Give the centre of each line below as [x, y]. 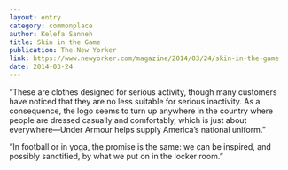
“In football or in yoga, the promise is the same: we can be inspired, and [140, 146]
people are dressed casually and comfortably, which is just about [128, 120]
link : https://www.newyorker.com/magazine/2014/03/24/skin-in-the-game [144, 58]
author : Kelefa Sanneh [51, 34]
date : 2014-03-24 [41, 67]
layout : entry [35, 17]
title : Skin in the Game [55, 42]
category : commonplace [51, 26]
